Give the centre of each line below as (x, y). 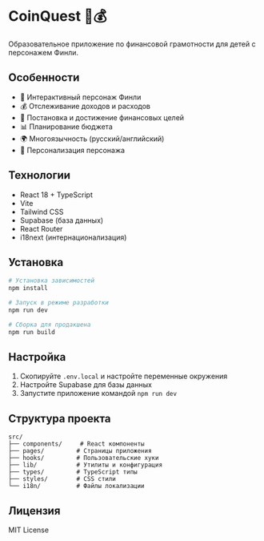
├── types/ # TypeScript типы (73, 472)
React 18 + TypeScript (56, 195)
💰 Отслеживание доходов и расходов (85, 106)
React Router (41, 228)
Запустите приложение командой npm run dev (98, 394)
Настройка (37, 357)
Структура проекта (60, 418)
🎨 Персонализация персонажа (72, 150)
